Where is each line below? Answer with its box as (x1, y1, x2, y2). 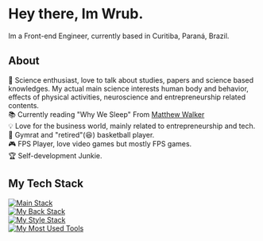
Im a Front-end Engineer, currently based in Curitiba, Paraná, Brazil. (8, 31, 230, 41)
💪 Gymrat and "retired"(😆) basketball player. (8, 130, 155, 139)
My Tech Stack (8, 177, 83, 191)
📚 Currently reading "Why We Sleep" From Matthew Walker (8, 109, 205, 119)
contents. (8, 100, 40, 110)
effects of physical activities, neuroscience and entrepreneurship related (8, 92, 246, 102)
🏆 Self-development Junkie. (8, 150, 102, 160)
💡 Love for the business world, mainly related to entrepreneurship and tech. (8, 121, 256, 130)
